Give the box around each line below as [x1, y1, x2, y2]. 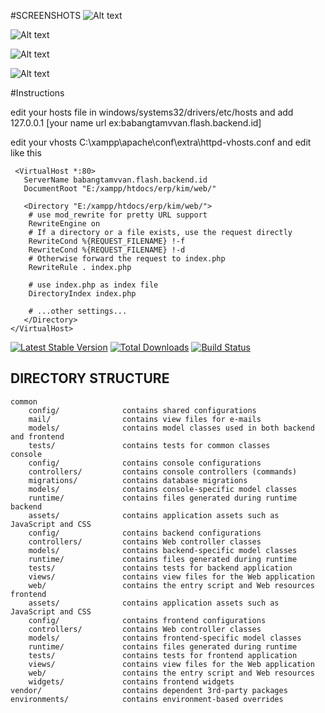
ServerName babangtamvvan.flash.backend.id [23, 175, 208, 185]
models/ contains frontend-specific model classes [28, 633, 302, 643]
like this [10, 147, 42, 159]
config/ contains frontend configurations [28, 615, 267, 625]
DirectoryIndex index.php [28, 289, 137, 299]
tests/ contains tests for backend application [28, 563, 293, 573]
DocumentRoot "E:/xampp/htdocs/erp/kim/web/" [23, 184, 217, 194]
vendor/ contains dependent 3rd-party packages [10, 685, 288, 695]
